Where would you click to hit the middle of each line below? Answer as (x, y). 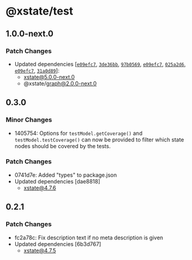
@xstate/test (39, 11)
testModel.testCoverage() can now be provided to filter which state (99, 139)
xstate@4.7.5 (39, 250)
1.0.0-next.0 (30, 34)
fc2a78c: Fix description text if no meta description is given (89, 238)
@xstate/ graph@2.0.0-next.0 (60, 83)
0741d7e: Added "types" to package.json (66, 175)
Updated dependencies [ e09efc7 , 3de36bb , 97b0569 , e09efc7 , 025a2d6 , (100, 64)
